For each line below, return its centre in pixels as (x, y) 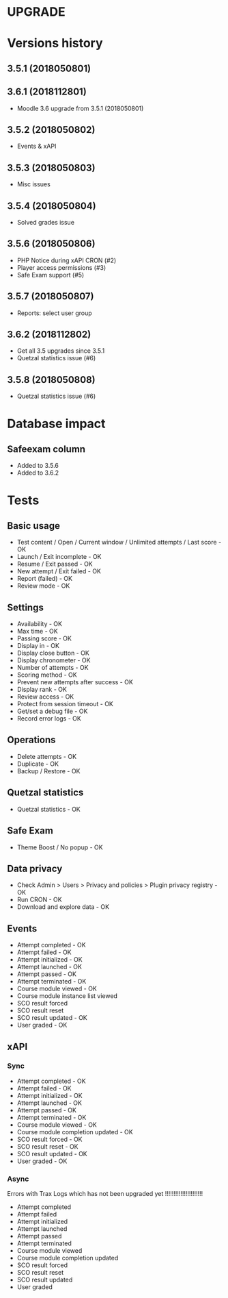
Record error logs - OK (49, 719)
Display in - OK (38, 646)
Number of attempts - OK (53, 668)
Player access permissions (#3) (61, 267)
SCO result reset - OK (47, 1146)
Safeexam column (46, 449)
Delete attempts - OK (47, 756)
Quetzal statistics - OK (48, 809)
